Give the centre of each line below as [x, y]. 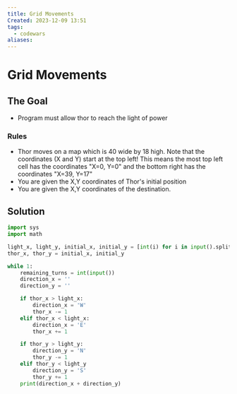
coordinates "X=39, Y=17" [55, 174]
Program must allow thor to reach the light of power [92, 118]
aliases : [20, 40]
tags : [15, 27]
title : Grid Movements [41, 14]
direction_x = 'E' [60, 325]
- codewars [30, 34]
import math [25, 234]
